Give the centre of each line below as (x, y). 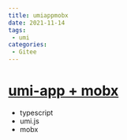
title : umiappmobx (38, 15)
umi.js (29, 121)
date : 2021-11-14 (37, 23)
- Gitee (24, 52)
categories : (28, 45)
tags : (17, 30)
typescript (36, 112)
